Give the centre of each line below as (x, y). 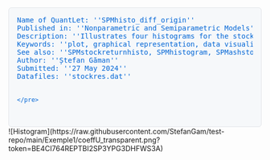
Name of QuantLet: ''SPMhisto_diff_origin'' (106, 20)
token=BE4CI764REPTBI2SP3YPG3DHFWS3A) (86, 148)
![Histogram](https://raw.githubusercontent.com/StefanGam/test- (117, 131)
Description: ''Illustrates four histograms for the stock (136, 36)
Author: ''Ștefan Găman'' (68, 60)
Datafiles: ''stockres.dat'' (74, 76)
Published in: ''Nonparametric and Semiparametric (119, 28)
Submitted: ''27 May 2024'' (72, 68)
